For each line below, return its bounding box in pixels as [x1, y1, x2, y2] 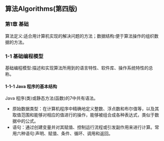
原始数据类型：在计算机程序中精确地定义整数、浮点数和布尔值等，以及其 [12, 106, 159, 112]
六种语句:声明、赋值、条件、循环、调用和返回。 [16, 131, 113, 137]
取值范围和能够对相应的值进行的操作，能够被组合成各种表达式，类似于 [12, 112, 155, 118]
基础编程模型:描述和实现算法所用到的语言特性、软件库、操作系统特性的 [5, 65, 149, 71]
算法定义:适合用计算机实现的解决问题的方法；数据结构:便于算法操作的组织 [5, 33, 155, 39]
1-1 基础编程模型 [5, 52, 43, 59]
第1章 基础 [5, 21, 29, 28]
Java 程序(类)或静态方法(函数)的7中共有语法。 [5, 95, 98, 101]
